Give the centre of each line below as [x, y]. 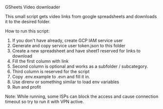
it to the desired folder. [28, 22]
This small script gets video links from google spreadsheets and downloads [81, 16]
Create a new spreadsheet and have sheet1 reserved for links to [76, 51]
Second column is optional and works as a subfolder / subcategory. [80, 66]
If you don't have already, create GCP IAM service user [67, 40]
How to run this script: [27, 31]
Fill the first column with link [40, 61]
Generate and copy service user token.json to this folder [69, 45]
